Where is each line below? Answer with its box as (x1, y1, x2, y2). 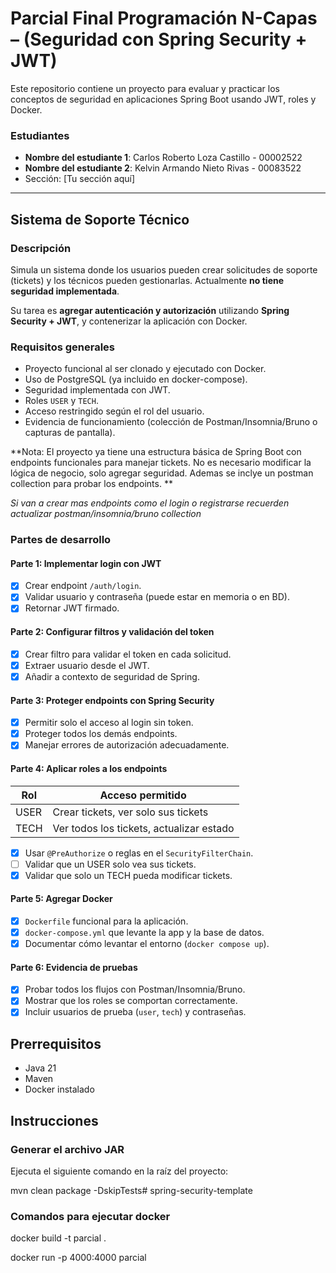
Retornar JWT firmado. (24, 602, 120, 614)
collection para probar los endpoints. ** (10, 478, 173, 490)
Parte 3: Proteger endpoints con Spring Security (10, 694, 215, 706)
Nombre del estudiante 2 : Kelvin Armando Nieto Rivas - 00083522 (24, 162, 302, 174)
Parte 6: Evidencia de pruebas (10, 961, 138, 973)
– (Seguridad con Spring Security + (10, 28, 308, 51)
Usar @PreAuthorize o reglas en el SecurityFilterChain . (24, 847, 254, 859)
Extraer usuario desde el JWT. (24, 659, 150, 671)
